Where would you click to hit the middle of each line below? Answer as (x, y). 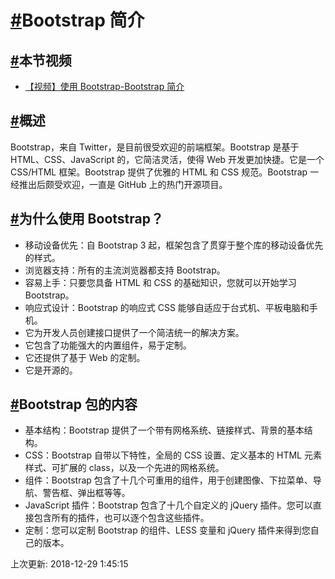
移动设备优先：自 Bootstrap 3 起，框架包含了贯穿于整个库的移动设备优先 (174, 245)
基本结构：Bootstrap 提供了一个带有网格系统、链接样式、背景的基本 (164, 430)
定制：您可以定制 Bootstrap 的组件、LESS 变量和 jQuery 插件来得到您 (167, 530)
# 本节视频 (41, 60)
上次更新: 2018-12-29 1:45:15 (69, 564)
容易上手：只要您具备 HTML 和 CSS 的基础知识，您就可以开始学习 (160, 282)
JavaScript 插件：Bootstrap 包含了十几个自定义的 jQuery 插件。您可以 (168, 505)
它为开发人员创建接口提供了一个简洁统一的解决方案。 (134, 332)
